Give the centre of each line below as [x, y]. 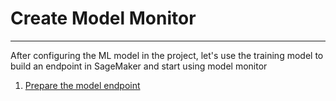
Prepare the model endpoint [82, 85]
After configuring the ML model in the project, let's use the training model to [167, 55]
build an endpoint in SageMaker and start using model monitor [139, 66]
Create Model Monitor [103, 18]
